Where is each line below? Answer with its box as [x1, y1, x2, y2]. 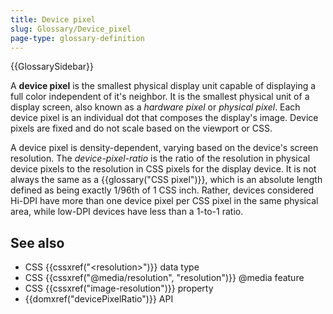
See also [10, 234, 65, 251]
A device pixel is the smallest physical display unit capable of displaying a [10, 80, 317, 92]
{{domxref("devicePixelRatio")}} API [24, 293, 174, 305]
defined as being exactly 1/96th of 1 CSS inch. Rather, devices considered [10, 184, 314, 196]
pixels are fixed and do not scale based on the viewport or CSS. [10, 122, 273, 135]
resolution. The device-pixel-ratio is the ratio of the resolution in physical [10, 152, 311, 165]
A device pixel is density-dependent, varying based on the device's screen [10, 142, 319, 154]
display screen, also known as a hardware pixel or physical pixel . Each [10, 101, 301, 113]
